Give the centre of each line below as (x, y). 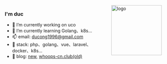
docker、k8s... (27, 51)
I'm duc (14, 14)
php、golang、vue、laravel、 (61, 44)
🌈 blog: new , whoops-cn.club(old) (47, 56)
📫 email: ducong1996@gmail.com (48, 37)
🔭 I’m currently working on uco (44, 25)
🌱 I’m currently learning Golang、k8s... (52, 31)
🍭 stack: (20, 44)
